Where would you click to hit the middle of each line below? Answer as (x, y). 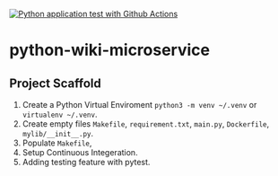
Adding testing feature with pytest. (86, 162)
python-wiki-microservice (110, 50)
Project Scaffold (55, 83)
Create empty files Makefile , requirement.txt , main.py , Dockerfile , (146, 124)
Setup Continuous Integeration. (80, 152)
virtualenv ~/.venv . (60, 114)
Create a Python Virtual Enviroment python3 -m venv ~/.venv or (139, 105)
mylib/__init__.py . (58, 133)
